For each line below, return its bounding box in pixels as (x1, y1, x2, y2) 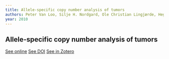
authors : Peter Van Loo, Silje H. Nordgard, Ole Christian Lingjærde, (5, 12, 156, 17)
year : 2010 (5, 16, 28, 21)
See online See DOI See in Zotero (5, 48, 74, 54)
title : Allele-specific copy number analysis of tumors (5, 7, 125, 12)
